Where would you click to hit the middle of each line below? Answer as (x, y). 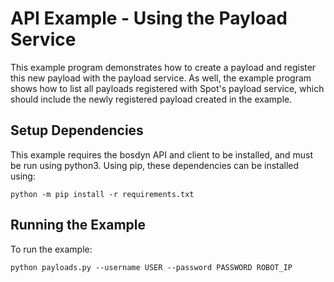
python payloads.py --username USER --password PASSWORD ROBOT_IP (151, 267)
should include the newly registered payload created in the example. (151, 99)
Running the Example (78, 225)
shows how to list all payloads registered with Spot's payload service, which (167, 88)
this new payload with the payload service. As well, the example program (161, 78)
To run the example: (51, 249)
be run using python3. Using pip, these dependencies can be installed (155, 165)
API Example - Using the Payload (149, 18)
